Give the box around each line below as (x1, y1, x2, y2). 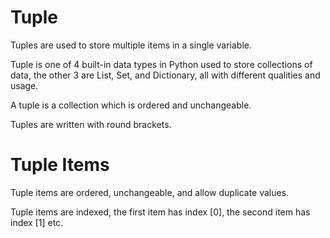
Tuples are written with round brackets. (10, 118, 172, 130)
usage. (10, 79, 39, 91)
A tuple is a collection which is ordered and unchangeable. (10, 99, 252, 111)
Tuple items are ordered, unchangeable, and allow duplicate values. (10, 186, 290, 198)
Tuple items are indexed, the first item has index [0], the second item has (10, 206, 311, 218)
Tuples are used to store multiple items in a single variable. (10, 39, 252, 51)
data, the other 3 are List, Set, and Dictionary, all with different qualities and (10, 69, 321, 81)
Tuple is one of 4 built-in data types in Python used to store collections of (10, 58, 313, 70)
